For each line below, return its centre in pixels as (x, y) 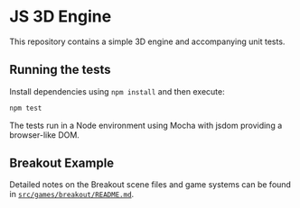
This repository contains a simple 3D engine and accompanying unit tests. (147, 41)
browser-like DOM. (44, 135)
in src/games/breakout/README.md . (72, 194)
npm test (26, 108)
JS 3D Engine (61, 17)
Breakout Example (62, 163)
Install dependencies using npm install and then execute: (117, 91)
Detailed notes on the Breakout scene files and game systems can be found (150, 185)
